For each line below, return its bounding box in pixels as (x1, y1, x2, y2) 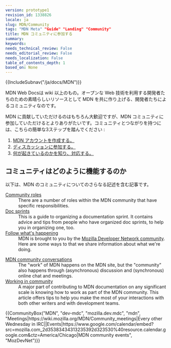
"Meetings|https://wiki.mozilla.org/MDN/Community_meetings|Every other (5, 315, 163, 322)
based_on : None (5, 65, 38, 70)
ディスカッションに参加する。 (12, 144, 76, 150)
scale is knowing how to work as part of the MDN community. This (18, 289, 159, 295)
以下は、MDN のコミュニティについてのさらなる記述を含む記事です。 (5, 181, 151, 187)
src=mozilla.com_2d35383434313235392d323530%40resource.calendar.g (5, 326, 166, 333)
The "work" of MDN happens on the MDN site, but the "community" (18, 262, 162, 268)
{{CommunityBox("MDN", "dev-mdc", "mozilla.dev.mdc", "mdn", (5, 310, 141, 316)
